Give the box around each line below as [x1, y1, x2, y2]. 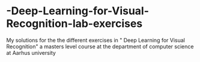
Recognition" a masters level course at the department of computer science [6, 43, 194, 50]
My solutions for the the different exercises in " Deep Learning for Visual [6, 36, 185, 44]
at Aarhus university [6, 49, 56, 56]
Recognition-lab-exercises [6, 17, 143, 30]
